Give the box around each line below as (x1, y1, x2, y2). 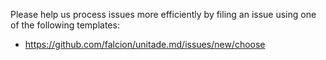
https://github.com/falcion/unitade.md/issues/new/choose (24, 39, 266, 50)
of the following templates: (10, 19, 120, 31)
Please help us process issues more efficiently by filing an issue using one (10, 9, 317, 20)
